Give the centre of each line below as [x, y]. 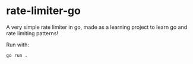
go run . [17, 55]
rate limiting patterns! [32, 33]
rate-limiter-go [44, 11]
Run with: [18, 45]
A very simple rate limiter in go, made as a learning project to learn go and [97, 27]
